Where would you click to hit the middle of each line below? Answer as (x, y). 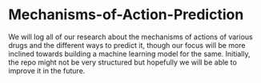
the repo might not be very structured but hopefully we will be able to (123, 62)
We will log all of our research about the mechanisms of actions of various (131, 37)
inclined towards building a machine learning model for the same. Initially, (129, 53)
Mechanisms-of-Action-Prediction (126, 15)
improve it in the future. (47, 70)
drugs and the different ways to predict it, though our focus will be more (127, 45)
